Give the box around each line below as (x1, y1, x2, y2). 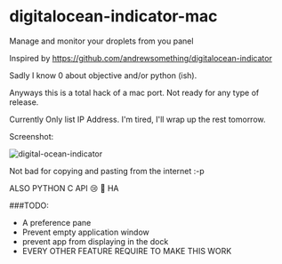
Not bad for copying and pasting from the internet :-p (9, 165, 205, 176)
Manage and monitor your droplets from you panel (9, 36, 194, 46)
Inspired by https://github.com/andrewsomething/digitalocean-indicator (9, 52, 273, 63)
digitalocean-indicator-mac (9, 6, 218, 27)
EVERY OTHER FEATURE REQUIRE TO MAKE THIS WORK (21, 245, 232, 256)
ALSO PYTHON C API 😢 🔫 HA (9, 182, 119, 193)
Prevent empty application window (21, 227, 149, 237)
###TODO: (9, 200, 49, 211)
